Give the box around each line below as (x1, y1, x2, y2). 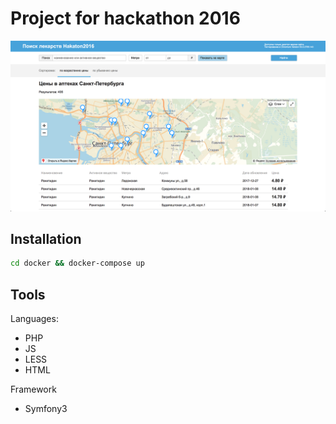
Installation (10, 231, 82, 247)
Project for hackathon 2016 (10, 7, 241, 30)
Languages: (10, 313, 59, 325)
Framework (10, 383, 57, 396)
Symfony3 (24, 403, 68, 415)
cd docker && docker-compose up (10, 258, 145, 269)
